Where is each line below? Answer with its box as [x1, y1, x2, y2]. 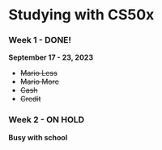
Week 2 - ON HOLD [8, 115, 85, 126]
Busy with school [8, 132, 68, 142]
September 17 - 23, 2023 [8, 52, 94, 62]
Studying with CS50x [8, 6, 155, 24]
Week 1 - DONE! [8, 35, 71, 46]
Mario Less [19, 69, 58, 78]
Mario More [19, 77, 59, 86]
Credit [19, 94, 41, 104]
